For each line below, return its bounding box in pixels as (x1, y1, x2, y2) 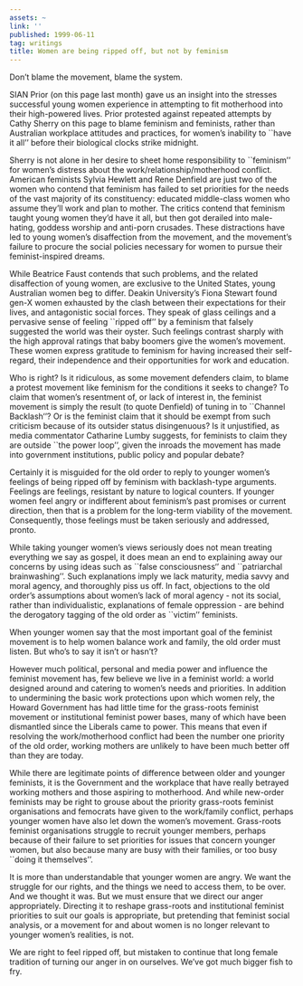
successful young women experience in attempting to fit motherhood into (9, 99, 283, 109)
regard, (9, 355, 37, 366)
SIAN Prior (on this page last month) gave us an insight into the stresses (9, 90, 278, 100)
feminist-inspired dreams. (9, 251, 106, 262)
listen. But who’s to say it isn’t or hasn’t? (9, 646, 158, 657)
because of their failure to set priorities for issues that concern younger (9, 835, 276, 846)
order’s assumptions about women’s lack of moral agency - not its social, (9, 590, 281, 602)
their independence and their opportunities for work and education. (38, 355, 289, 366)
